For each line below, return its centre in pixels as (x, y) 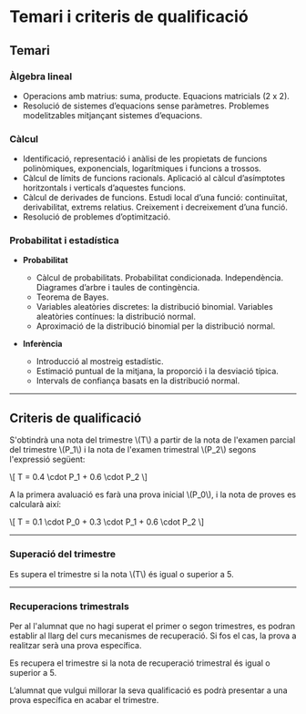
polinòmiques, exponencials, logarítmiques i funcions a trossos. (142, 168)
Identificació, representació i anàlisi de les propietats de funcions (145, 159)
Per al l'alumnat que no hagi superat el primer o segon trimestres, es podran (153, 626)
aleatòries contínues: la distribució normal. (116, 317)
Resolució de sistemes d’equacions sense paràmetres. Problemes (146, 106)
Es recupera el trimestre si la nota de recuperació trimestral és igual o (140, 663)
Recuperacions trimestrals (69, 606)
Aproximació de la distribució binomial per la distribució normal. (156, 326)
